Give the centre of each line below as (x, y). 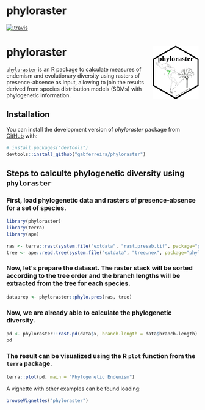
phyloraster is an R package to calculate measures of (74, 69)
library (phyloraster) (34, 222)
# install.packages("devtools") (47, 147)
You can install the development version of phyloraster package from (93, 129)
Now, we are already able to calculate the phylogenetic (89, 313)
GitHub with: (22, 136)
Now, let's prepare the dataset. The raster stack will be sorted (100, 268)
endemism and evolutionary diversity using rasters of (73, 76)
